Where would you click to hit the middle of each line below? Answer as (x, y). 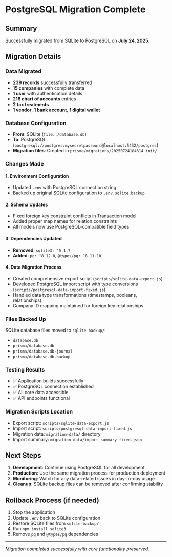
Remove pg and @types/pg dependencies (55, 534)
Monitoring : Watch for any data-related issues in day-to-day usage (84, 479)
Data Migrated (24, 71)
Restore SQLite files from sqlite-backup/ (56, 523)
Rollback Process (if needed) (52, 500)
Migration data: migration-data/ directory (57, 434)
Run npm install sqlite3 (39, 529)
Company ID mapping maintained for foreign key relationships (78, 305)
